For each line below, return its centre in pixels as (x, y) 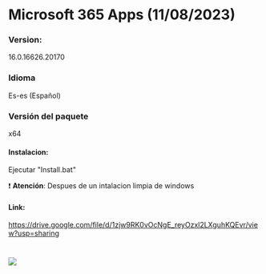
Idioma (22, 78)
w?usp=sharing (34, 233)
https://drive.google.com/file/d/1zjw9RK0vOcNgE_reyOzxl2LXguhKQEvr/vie (133, 225)
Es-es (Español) (35, 95)
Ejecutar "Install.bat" (42, 170)
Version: (25, 40)
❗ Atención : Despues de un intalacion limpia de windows (101, 186)
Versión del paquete (48, 116)
